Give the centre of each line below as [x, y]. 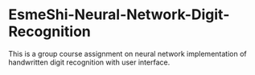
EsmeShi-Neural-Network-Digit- [119, 15]
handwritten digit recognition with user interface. [89, 62]
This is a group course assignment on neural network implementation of [127, 53]
